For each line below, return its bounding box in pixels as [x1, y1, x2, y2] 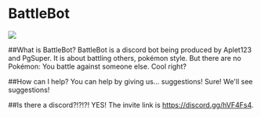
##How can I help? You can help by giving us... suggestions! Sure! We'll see [8, 76, 253, 86]
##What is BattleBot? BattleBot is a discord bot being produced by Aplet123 [8, 44, 252, 55]
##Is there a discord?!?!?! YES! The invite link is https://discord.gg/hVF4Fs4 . [8, 100, 254, 109]
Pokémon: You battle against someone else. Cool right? [8, 62, 187, 71]
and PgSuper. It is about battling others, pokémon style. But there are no [8, 53, 241, 62]
